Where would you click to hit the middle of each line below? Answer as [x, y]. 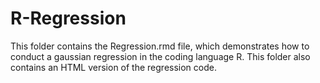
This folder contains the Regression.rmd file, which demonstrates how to [160, 46]
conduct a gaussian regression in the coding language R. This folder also [160, 56]
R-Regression [68, 18]
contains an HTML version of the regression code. [113, 67]
